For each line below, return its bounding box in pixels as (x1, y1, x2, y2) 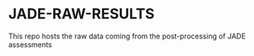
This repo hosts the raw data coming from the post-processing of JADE (8, 31, 246, 41)
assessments (8, 39, 52, 49)
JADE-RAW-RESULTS (8, 5, 155, 23)
